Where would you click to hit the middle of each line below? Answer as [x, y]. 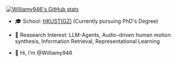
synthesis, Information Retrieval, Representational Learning [87, 41]
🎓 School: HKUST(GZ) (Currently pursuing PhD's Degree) [86, 21]
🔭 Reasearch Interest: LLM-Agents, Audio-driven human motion [93, 35]
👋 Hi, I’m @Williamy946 [44, 53]
